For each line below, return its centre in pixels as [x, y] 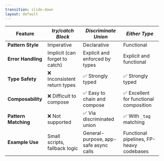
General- [93, 133]
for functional [139, 99]
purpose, [93, 139]
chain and [94, 99]
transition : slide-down [29, 9]
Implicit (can [61, 53]
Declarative [96, 45]
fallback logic [62, 148]
